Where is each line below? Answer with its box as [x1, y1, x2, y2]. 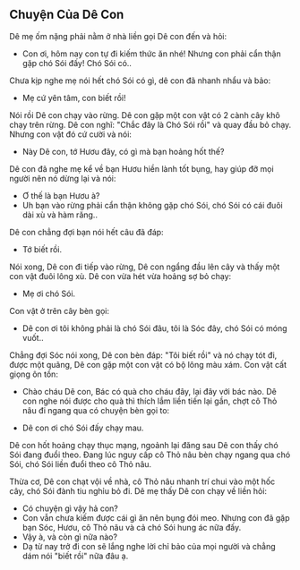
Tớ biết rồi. [21, 243, 63, 254]
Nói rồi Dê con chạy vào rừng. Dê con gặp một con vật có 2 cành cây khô [9, 109, 280, 120]
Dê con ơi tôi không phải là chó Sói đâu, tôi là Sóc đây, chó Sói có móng [21, 322, 288, 334]
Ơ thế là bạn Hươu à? [21, 190, 100, 200]
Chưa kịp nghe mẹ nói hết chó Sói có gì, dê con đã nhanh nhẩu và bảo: [9, 75, 271, 86]
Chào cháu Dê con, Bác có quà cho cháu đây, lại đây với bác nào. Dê [21, 386, 278, 396]
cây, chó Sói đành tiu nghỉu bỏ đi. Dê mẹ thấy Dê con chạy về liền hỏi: [9, 485, 267, 496]
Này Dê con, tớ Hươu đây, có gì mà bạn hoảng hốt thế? [21, 146, 225, 157]
